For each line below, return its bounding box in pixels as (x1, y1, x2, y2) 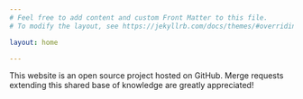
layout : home (9, 38, 59, 47)
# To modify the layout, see (9, 22, 119, 31)
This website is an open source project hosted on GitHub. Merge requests (9, 70, 284, 81)
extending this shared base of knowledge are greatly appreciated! (9, 80, 254, 91)
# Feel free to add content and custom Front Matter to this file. (9, 13, 269, 22)
